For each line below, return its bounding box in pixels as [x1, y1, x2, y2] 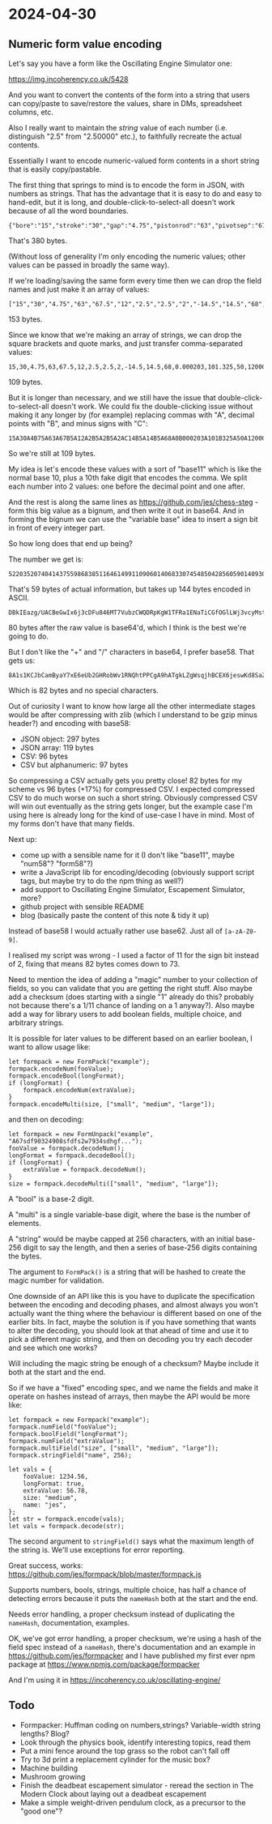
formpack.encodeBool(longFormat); [8, 1072, 125, 1080]
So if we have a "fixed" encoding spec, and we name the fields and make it [8, 1383, 259, 1392]
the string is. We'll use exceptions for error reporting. [8, 1545, 185, 1554]
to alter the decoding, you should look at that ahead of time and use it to [8, 1326, 249, 1335]
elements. [8, 1219, 42, 1228]
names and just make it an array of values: [8, 284, 150, 294]
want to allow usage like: [8, 1042, 91, 1052]
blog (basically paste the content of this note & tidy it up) [19, 911, 210, 920]
